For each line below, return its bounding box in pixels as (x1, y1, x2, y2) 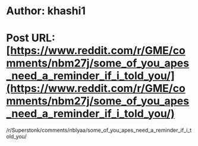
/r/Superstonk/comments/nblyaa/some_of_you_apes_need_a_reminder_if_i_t (6, 126, 192, 134)
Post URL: (6, 31, 55, 45)
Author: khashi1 (6, 4, 86, 18)
